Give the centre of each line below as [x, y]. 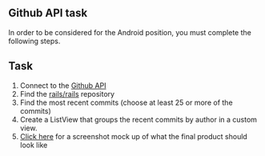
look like [34, 145]
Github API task [48, 13]
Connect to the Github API [63, 85]
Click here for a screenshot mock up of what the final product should [134, 136]
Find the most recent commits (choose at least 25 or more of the [126, 102]
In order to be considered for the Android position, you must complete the [130, 32]
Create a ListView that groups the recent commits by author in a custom [139, 119]
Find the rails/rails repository [67, 94]
